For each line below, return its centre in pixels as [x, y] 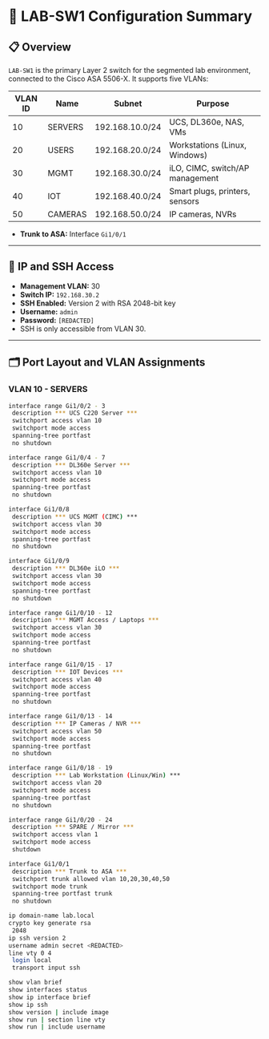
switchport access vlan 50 [57, 731]
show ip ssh [28, 1005]
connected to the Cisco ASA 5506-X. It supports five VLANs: [108, 79]
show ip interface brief [50, 997]
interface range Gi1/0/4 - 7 [57, 457]
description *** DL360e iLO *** [66, 568]
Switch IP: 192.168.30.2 [60, 294]
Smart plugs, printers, [210, 191]
